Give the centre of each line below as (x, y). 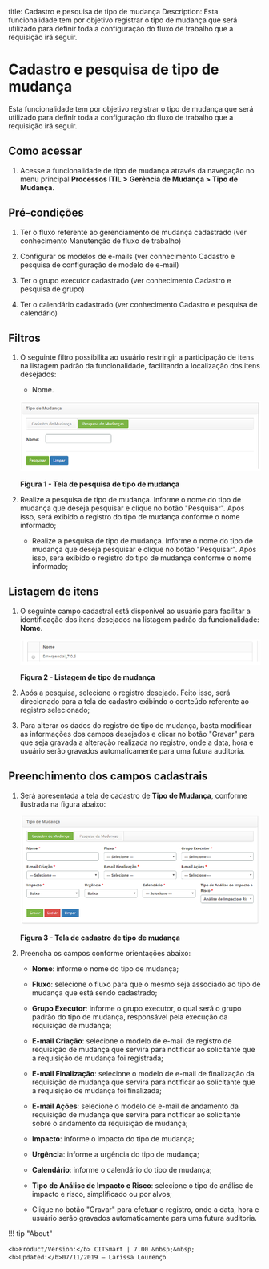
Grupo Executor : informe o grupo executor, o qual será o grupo (137, 1009)
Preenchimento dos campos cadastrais (108, 777)
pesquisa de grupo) (52, 289)
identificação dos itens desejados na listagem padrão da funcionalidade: (140, 619)
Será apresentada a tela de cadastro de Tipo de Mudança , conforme (134, 795)
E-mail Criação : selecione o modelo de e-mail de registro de (132, 1041)
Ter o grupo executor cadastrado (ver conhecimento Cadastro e (125, 280)
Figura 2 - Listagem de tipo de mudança (87, 677)
